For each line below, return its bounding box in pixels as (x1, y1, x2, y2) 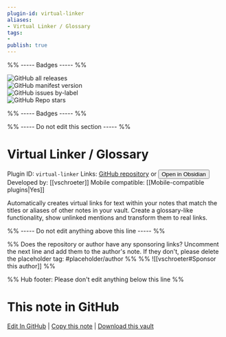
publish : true (7, 42, 48, 49)
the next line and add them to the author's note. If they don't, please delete (7, 247, 219, 255)
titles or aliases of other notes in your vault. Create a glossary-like (7, 206, 194, 214)
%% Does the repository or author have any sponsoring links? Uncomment (7, 240, 219, 248)
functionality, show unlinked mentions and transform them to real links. (7, 213, 208, 222)
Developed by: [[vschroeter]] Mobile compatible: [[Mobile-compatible (7, 178, 205, 186)
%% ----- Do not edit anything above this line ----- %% (7, 226, 166, 235)
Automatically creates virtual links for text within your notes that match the (7, 198, 218, 207)
